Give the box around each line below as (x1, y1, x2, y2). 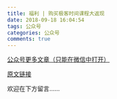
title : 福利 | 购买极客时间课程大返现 (7, 10, 105, 17)
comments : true (7, 36, 51, 43)
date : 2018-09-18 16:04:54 (7, 16, 85, 23)
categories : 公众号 (7, 29, 60, 36)
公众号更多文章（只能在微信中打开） (7, 56, 110, 64)
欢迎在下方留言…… (7, 85, 61, 93)
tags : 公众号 (7, 23, 41, 30)
